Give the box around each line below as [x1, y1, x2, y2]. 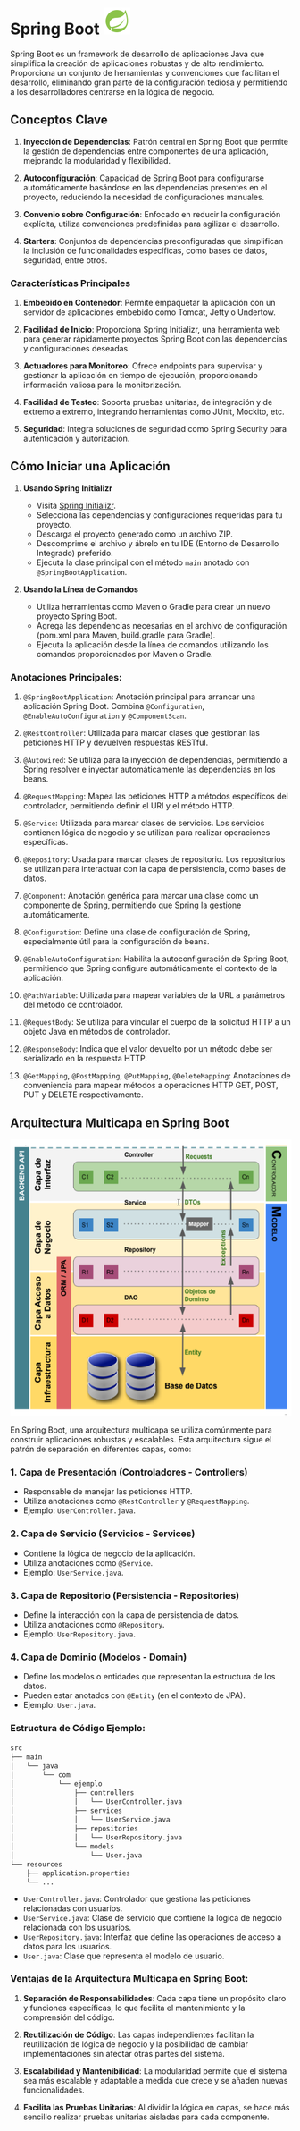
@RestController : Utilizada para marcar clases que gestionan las [22, 728, 260, 739]
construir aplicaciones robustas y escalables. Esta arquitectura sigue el [10, 1434, 272, 1445]
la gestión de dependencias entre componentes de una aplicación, [22, 146, 269, 156]
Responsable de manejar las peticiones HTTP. [22, 1486, 193, 1497]
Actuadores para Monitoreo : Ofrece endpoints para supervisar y [22, 360, 263, 371]
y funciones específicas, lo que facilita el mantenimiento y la [22, 2002, 246, 2013]
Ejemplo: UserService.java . [22, 1567, 124, 1577]
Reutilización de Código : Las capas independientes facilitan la [22, 2029, 254, 2040]
